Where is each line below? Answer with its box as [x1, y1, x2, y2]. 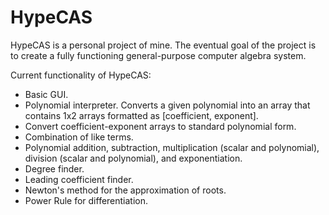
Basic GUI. [24, 88, 69, 100]
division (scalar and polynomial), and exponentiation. [24, 152, 243, 164]
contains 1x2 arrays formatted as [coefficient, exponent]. [24, 109, 259, 121]
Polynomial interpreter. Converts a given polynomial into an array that [24, 99, 311, 111]
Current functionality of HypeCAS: [10, 69, 152, 81]
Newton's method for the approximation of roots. [24, 184, 227, 196]
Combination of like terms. [24, 131, 134, 143]
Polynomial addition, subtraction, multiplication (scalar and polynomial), [24, 141, 320, 153]
